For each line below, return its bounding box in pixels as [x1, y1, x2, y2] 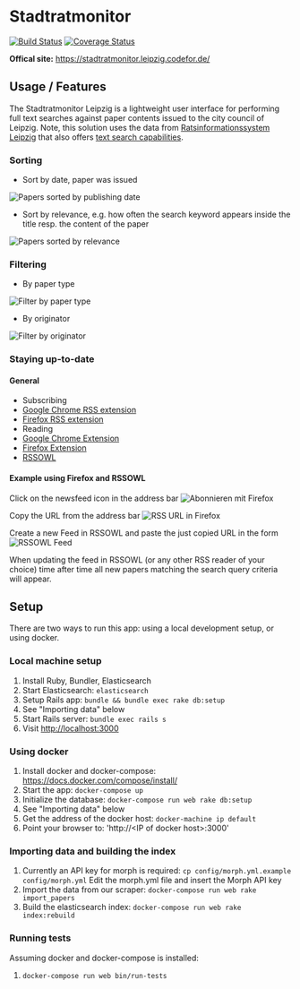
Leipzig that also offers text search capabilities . [9, 132, 184, 142]
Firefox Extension [21, 443, 87, 453]
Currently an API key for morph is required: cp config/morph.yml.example [21, 865, 292, 876]
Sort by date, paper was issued [21, 175, 138, 185]
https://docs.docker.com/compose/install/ [21, 775, 177, 786]
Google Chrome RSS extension [21, 405, 137, 416]
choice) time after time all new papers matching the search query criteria [9, 563, 279, 574]
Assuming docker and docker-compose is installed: [9, 952, 200, 963]
